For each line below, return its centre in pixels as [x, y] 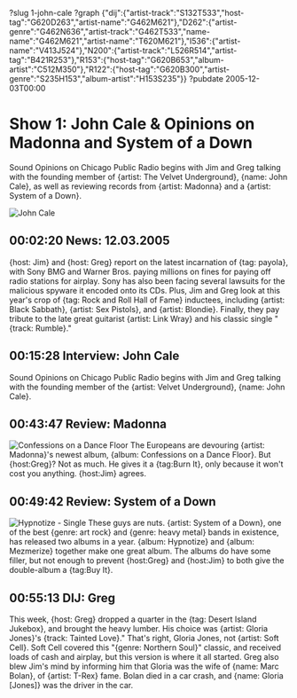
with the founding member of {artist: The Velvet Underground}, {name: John [148, 176]
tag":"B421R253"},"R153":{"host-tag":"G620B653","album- [117, 60]
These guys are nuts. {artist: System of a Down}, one [185, 523]
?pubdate [207, 78]
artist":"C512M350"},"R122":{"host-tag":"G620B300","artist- [120, 69]
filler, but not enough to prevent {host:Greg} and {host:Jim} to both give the [147, 561]
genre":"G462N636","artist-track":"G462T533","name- [110, 31]
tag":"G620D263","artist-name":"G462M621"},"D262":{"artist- [123, 22]
